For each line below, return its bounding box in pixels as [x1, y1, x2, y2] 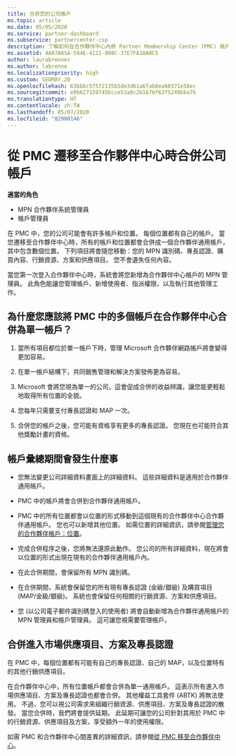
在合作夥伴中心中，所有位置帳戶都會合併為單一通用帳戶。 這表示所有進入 [7, 682, 218, 690]
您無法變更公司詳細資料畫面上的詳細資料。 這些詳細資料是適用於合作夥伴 [17, 473, 229, 482]
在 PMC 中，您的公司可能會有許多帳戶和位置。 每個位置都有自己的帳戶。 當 [7, 228, 225, 237]
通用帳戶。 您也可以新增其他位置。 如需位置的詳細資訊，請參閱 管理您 [23, 520, 225, 529]
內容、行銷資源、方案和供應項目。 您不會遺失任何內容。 [13, 255, 176, 264]
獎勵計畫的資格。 [23, 430, 74, 439]
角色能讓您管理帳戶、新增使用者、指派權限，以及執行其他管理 [33, 279, 212, 288]
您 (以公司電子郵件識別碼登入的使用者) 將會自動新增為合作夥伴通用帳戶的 [17, 607, 229, 616]
